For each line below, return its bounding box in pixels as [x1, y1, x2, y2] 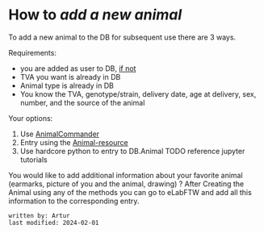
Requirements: [8, 48, 57, 57]
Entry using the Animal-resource [19, 137, 128, 147]
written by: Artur [8, 211, 70, 219]
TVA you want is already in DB [19, 72, 121, 81]
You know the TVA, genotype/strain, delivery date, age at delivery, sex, [19, 89, 257, 98]
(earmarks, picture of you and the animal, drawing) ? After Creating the [8, 179, 245, 189]
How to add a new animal [8, 6, 182, 24]
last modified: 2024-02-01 [8, 218, 99, 227]
